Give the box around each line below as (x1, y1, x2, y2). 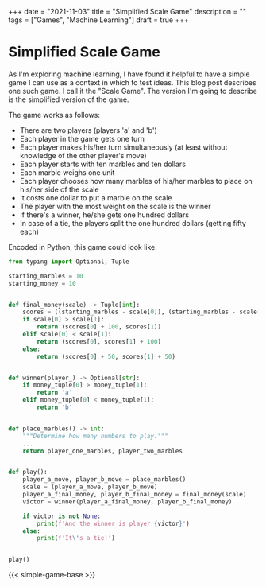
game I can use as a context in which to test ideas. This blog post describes (8, 77, 256, 87)
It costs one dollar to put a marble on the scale (19, 192, 172, 202)
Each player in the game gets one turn (19, 134, 145, 143)
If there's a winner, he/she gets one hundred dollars (19, 210, 189, 220)
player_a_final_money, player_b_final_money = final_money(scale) (22, 491, 247, 499)
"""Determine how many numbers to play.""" (22, 432, 169, 440)
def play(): (8, 468, 48, 476)
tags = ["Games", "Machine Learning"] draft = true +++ (8, 15, 189, 25)
